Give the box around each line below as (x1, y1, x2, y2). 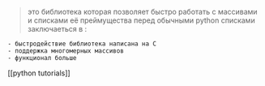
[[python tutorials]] (7, 68, 71, 78)
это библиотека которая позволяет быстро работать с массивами (27, 7, 258, 16)
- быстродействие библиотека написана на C (7, 40, 157, 48)
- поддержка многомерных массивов (7, 47, 125, 55)
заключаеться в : (27, 24, 88, 33)
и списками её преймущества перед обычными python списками (27, 15, 256, 25)
